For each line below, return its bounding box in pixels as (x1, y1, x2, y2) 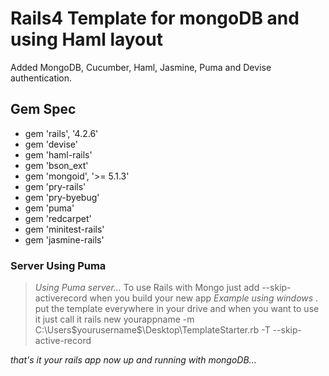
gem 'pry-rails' (24, 180, 87, 192)
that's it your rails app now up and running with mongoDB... (10, 354, 257, 366)
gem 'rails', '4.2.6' (24, 127, 99, 139)
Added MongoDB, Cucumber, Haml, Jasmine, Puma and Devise (10, 61, 272, 73)
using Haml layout (10, 28, 163, 51)
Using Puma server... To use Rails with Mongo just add (34, 282, 260, 294)
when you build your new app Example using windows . (89, 292, 319, 304)
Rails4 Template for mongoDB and (10, 7, 300, 30)
